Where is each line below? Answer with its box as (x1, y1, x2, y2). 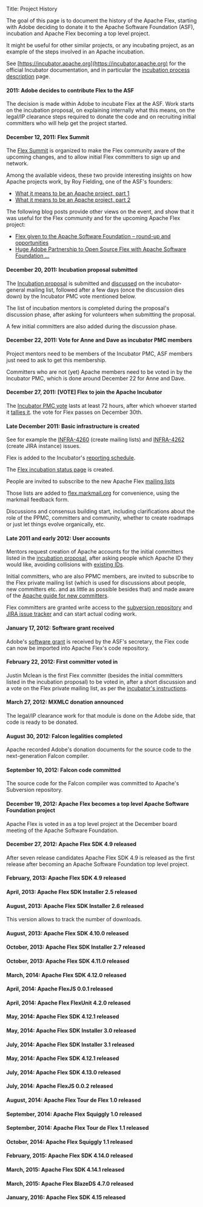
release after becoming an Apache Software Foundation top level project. (6, 860, 189, 868)
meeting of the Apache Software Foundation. (6, 827, 119, 834)
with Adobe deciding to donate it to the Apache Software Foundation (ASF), (6, 24, 195, 30)
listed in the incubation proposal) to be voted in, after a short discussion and (6, 678, 197, 686)
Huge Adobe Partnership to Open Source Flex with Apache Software (15, 246, 187, 253)
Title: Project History (6, 5, 58, 12)
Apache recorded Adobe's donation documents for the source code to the (6, 746, 191, 753)
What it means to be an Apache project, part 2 (15, 196, 131, 204)
